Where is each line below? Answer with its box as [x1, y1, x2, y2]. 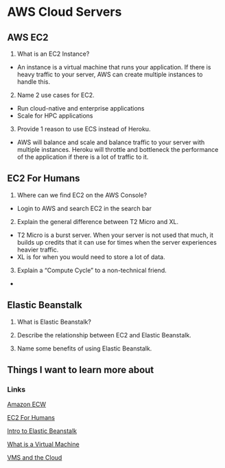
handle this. [16, 78, 50, 86]
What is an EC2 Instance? [16, 49, 90, 58]
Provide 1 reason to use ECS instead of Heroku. [16, 125, 151, 133]
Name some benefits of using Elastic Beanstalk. [16, 344, 152, 353]
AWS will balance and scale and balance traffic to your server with [16, 138, 205, 146]
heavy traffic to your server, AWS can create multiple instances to [16, 70, 203, 78]
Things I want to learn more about [7, 364, 154, 376]
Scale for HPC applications [16, 111, 93, 120]
